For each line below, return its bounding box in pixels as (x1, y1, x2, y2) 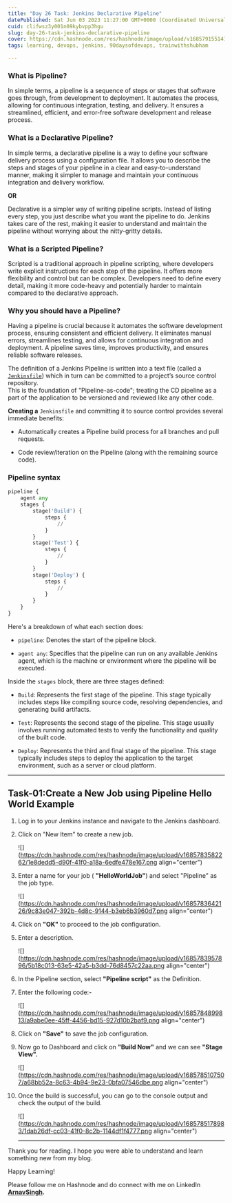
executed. (17, 664, 47, 672)
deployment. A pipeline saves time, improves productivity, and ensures (8, 344, 209, 352)
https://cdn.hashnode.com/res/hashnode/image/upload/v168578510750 (20, 1071, 224, 1079)
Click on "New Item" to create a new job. (17, 830, 134, 838)
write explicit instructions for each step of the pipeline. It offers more (8, 267, 202, 275)
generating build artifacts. (17, 705, 92, 713)
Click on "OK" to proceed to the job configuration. (17, 920, 161, 928)
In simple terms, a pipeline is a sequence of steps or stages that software (8, 87, 215, 95)
